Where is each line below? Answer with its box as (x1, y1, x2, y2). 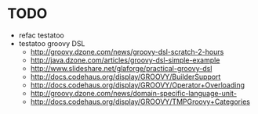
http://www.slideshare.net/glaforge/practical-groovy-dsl (30, 63, 213, 73)
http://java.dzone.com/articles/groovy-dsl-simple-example (30, 55, 220, 65)
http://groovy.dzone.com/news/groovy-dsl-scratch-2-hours (30, 47, 224, 56)
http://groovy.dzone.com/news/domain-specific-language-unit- (30, 88, 237, 98)
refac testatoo (18, 30, 64, 40)
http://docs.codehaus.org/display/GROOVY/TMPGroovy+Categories (30, 97, 250, 106)
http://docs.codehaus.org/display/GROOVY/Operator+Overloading (30, 80, 245, 90)
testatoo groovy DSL (18, 38, 85, 48)
